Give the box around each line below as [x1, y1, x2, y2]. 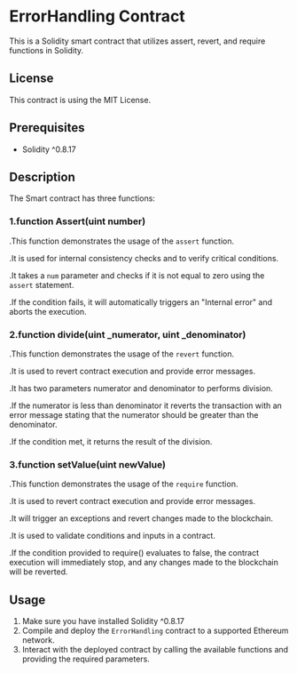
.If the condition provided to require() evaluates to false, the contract [9, 548, 260, 558]
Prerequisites [9, 120, 85, 135]
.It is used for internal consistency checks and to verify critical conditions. [9, 252, 279, 263]
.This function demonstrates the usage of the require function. [9, 478, 238, 490]
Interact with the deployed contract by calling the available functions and [21, 645, 289, 655]
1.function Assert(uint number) [9, 215, 146, 228]
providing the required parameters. [21, 653, 151, 664]
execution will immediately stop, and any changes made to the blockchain [9, 557, 279, 568]
